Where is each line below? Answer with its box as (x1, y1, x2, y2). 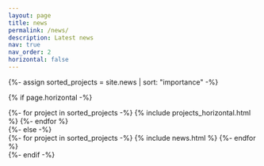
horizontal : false (8, 56, 69, 64)
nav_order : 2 (8, 48, 52, 56)
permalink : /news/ (8, 26, 69, 34)
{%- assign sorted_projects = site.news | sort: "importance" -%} (8, 77, 219, 87)
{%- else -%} (8, 124, 52, 134)
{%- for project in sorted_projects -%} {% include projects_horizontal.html (8, 108, 251, 117)
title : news (8, 19, 48, 27)
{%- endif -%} (8, 149, 55, 159)
